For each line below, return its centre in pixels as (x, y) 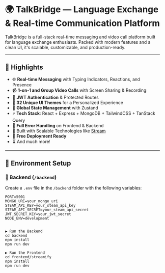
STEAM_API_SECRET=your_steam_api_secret (47, 210)
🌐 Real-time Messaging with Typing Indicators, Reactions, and (76, 79)
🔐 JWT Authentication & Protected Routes (55, 97)
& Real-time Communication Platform (82, 23)
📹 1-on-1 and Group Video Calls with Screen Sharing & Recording (79, 90)
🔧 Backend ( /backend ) (31, 177)
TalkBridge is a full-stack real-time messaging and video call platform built (80, 37)
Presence (22, 84)
